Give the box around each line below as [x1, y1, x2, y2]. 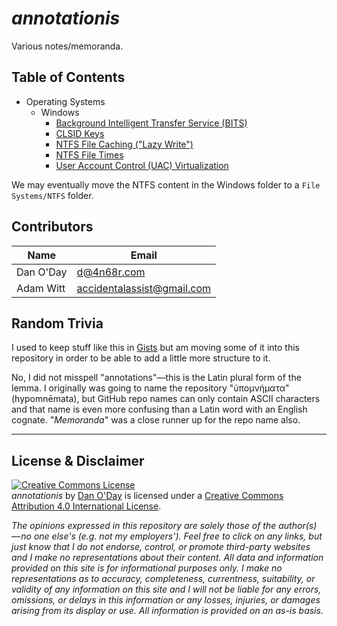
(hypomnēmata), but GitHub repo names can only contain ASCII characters [11, 393, 321, 405]
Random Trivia [11, 315, 104, 332]
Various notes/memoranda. [11, 40, 124, 52]
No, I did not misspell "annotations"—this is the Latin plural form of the [11, 372, 302, 384]
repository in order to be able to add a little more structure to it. [11, 352, 271, 364]
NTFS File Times [55, 148, 124, 161]
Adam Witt [16, 281, 66, 295]
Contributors [11, 218, 94, 236]
